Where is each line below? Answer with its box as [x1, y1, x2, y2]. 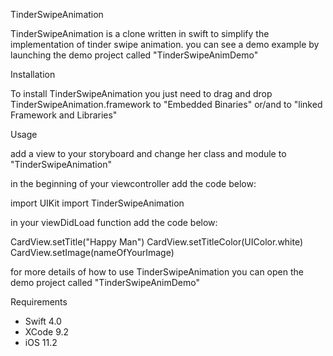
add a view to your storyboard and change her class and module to [10, 148, 287, 159]
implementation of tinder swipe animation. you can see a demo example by [10, 39, 320, 50]
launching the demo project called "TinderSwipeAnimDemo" [10, 49, 259, 61]
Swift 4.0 [24, 315, 62, 327]
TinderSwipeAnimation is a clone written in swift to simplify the [10, 28, 270, 39]
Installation [10, 69, 56, 80]
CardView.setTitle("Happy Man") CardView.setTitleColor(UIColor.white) [10, 236, 304, 248]
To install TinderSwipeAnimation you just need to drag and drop [10, 88, 273, 99]
